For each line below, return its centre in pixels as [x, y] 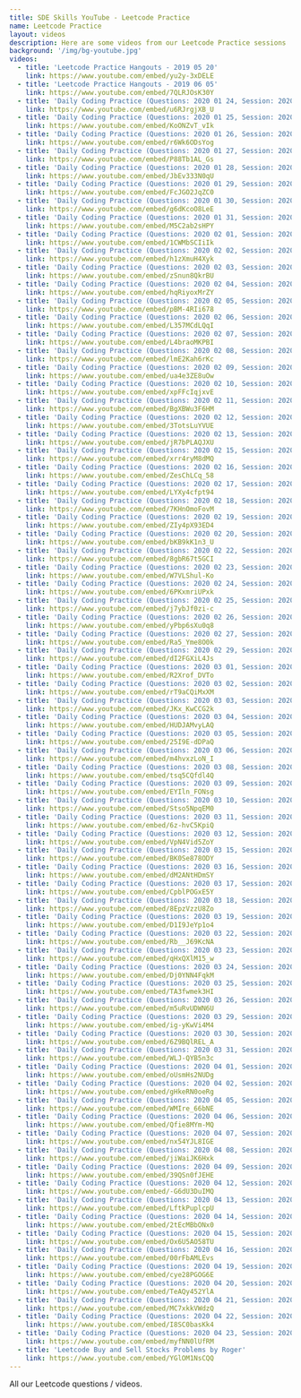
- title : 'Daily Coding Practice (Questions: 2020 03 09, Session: [146, 784]
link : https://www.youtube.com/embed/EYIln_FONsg [120, 792]
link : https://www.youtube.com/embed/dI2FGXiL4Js [120, 659]
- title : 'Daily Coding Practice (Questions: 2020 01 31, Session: [146, 217]
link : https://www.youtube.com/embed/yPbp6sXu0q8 [120, 625]
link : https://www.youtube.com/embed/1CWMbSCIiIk [120, 243]
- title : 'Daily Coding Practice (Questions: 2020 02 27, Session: [146, 634]
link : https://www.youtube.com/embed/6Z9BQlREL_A [120, 1042]
